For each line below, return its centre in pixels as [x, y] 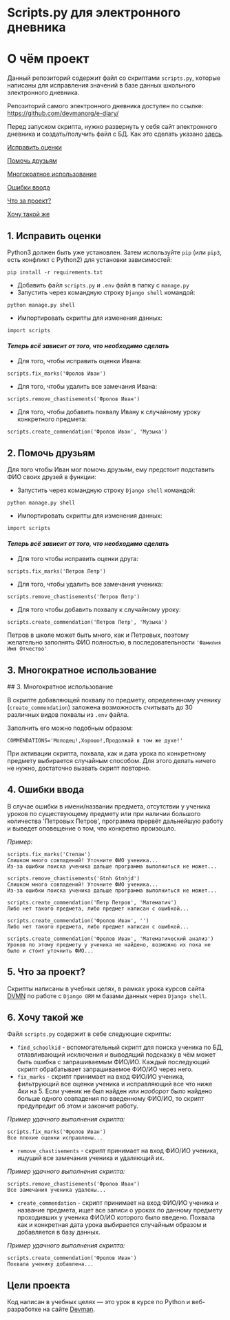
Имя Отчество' [28, 649]
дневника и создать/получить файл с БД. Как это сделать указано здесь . [115, 134]
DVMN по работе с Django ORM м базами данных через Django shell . [107, 996]
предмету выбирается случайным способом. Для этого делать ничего [112, 760]
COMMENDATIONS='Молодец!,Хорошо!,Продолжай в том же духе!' [95, 740]
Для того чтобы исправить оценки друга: [78, 559]
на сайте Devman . [69, 1309]
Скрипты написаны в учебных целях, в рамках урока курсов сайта [106, 988]
